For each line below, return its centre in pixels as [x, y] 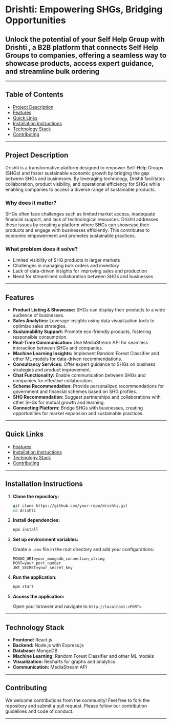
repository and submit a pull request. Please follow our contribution [76, 706]
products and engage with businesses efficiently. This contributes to [78, 230]
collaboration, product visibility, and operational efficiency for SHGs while [83, 184]
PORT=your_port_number [37, 563]
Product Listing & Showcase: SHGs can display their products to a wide [89, 310]
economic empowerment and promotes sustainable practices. [71, 236]
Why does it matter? [31, 203]
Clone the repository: [36, 496]
